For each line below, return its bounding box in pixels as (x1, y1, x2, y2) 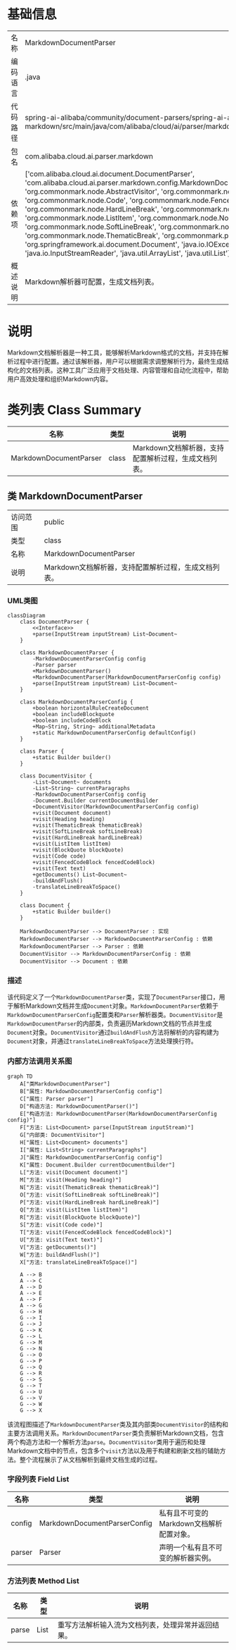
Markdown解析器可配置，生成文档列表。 (25, 276, 159, 286)
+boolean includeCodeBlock (32, 717, 112, 724)
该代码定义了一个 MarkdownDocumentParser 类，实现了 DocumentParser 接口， (7, 993, 219, 1002)
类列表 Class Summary (7, 402, 142, 418)
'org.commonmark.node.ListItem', (25, 213, 137, 223)
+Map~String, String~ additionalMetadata (32, 723, 156, 730)
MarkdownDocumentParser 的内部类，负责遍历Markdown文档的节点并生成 (7, 1019, 212, 1028)
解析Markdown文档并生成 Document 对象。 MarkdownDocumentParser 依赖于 (13, 1002, 219, 1010)
